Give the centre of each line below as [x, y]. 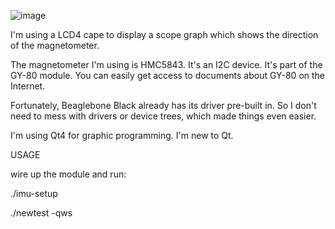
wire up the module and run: [68, 174]
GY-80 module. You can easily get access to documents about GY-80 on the [168, 75]
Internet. [28, 86]
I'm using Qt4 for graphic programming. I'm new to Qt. [122, 135]
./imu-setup [34, 193]
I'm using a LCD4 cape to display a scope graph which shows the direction [164, 34]
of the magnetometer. [55, 45]
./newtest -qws [41, 213]
